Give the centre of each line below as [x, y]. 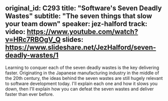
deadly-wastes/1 [32, 56]
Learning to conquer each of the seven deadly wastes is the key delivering [82, 67]
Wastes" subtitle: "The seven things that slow [79, 16]
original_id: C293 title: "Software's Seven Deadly [83, 8]
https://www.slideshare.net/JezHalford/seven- [81, 47]
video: [15, 32]
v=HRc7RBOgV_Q [33, 40]
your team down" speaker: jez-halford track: [76, 24]
